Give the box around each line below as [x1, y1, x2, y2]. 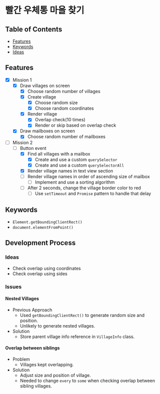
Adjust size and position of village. [20, 372, 91, 378]
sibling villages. [20, 383, 52, 389]
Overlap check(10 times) [35, 117, 86, 123]
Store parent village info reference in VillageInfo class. [20, 333, 135, 340]
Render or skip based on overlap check [35, 122, 116, 128]
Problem [12, 356, 30, 362]
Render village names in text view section [27, 168, 114, 174]
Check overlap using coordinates [12, 265, 81, 271]
